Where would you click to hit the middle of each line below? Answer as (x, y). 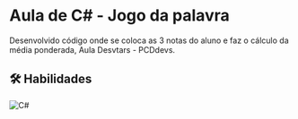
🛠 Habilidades (51, 79)
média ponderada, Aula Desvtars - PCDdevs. (92, 49)
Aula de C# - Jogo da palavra (120, 16)
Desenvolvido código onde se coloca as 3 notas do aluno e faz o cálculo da (149, 40)
